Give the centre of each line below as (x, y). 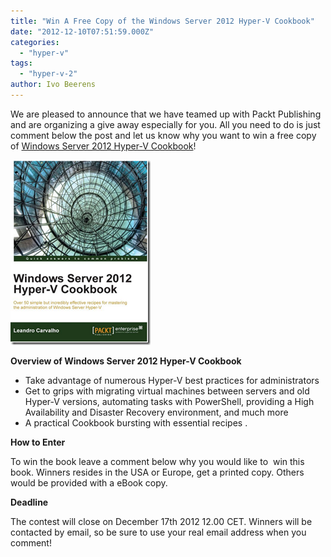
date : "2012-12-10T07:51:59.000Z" (82, 31)
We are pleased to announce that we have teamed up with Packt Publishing (166, 114)
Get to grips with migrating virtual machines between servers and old (167, 391)
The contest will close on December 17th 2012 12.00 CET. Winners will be (161, 521)
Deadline (29, 502)
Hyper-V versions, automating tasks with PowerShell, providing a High (169, 401)
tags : (21, 63)
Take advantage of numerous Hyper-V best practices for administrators (172, 380)
